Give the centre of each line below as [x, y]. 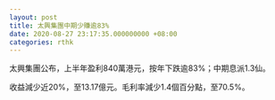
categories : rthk [42, 42]
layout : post [33, 17]
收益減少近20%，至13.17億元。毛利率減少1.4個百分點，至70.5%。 [129, 87]
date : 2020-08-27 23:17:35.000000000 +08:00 [93, 34]
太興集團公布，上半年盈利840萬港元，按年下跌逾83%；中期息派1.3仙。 [140, 68]
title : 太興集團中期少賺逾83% [59, 26]
